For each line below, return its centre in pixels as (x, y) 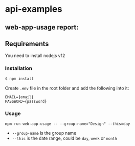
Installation (19, 68)
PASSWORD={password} (26, 101)
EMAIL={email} (20, 97)
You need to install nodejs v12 (35, 56)
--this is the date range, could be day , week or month (65, 138)
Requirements (27, 44)
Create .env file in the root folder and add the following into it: (67, 88)
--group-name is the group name (44, 133)
